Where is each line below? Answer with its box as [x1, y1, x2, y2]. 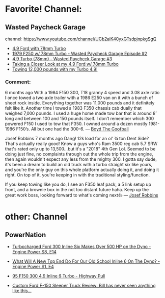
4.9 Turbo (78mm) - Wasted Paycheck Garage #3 [12, 56, 112, 62]
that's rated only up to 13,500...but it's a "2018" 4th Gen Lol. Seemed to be [5, 146, 156, 152]
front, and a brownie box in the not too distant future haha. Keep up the [5, 187, 149, 193]
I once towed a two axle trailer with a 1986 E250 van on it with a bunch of [5, 95, 153, 101]
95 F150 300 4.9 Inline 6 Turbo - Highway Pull [12, 273, 106, 279]
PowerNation [5, 230, 46, 239]
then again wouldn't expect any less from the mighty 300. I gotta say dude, [5, 156, 157, 162]
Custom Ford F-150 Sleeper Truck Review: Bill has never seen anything [12, 283, 156, 289]
